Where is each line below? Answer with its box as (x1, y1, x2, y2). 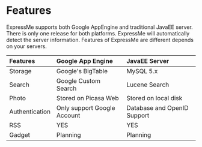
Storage (9, 67, 32, 75)
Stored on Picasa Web (56, 94, 119, 102)
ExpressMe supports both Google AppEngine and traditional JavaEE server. (6, 23, 194, 31)
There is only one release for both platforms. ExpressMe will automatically (6, 29, 190, 37)
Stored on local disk (126, 94, 183, 102)
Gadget (9, 130, 31, 139)
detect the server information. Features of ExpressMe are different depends (6, 36, 194, 43)
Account (56, 111, 81, 119)
